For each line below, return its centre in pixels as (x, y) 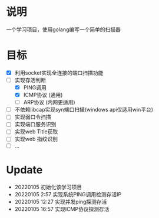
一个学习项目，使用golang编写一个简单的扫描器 (64, 29)
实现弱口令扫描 (33, 117)
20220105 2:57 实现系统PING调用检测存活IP (68, 194)
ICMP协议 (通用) (43, 95)
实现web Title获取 (36, 132)
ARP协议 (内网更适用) (49, 102)
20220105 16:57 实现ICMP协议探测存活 (62, 209)
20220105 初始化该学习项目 (48, 187)
